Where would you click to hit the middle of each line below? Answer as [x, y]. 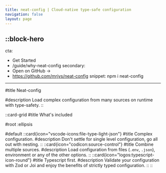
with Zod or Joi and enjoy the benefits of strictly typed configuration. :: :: [79, 166]
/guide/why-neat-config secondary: [49, 66]
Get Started [24, 60]
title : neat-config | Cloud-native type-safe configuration [68, 10]
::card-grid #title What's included [39, 115]
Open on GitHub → [31, 71]
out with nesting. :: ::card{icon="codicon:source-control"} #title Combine [80, 144]
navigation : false [24, 14]
